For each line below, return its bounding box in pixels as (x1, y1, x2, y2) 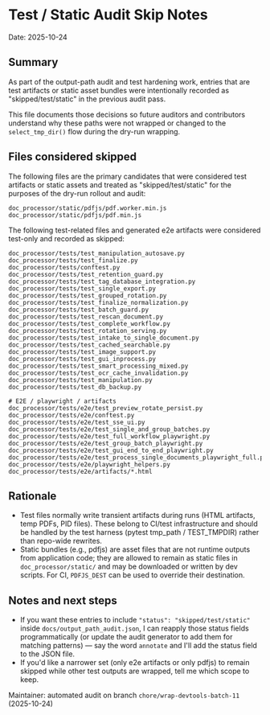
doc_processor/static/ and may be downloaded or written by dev (19, 561, 239, 572)
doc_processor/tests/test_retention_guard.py (8, 270, 163, 278)
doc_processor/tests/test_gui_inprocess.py (8, 355, 157, 363)
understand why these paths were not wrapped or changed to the (8, 118, 227, 128)
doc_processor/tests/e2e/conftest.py (8, 411, 135, 419)
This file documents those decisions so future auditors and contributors (8, 109, 246, 119)
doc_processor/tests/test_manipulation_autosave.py (8, 249, 185, 257)
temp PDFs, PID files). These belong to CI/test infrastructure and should (19, 519, 259, 528)
